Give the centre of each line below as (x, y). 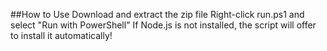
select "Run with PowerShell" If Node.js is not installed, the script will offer (163, 25)
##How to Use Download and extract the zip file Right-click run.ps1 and (157, 14)
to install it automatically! (61, 35)
